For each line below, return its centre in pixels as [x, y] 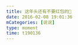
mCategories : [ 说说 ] [30, 22]
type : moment [22, 28]
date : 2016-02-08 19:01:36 [39, 17]
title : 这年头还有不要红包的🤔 [39, 11]
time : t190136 [24, 33]
